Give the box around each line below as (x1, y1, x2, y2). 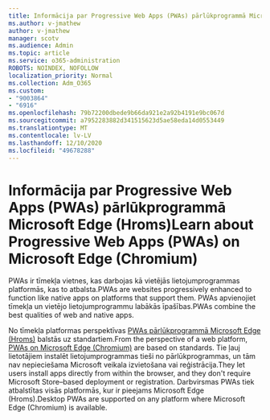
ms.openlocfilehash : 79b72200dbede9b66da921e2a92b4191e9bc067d (8, 109, 225, 117)
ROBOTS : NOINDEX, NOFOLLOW (8, 64, 99, 72)
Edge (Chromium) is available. (8, 403, 108, 413)
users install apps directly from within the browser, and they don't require (8, 369, 252, 378)
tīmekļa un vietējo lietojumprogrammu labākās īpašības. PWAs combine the (8, 302, 256, 311)
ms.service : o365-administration (8, 57, 121, 65)
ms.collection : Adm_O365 (8, 79, 92, 87)
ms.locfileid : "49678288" (8, 146, 95, 154)
